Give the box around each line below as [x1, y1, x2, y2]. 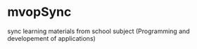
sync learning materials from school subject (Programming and [7, 27, 190, 35]
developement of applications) [7, 34, 96, 42]
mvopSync [7, 4, 72, 20]
